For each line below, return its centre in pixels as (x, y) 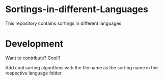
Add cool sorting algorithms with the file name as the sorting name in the (81, 67)
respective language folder (34, 73)
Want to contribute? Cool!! (33, 58)
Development (34, 44)
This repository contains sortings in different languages (63, 23)
